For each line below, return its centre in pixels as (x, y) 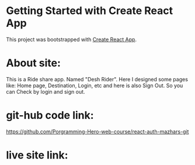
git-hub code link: (50, 116)
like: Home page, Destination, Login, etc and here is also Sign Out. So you (95, 85)
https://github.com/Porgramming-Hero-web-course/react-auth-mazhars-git (97, 131)
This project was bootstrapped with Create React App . (72, 39)
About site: (34, 63)
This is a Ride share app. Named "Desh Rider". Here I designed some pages (97, 79)
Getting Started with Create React (90, 11)
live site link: (37, 155)
